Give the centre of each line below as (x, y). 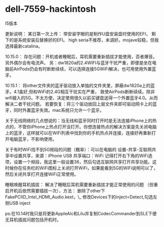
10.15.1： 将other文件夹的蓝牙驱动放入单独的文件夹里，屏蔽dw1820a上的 (78, 85)
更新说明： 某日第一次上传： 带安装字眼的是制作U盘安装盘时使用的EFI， (78, 33)
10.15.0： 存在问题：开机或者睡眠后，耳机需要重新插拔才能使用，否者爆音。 (81, 56)
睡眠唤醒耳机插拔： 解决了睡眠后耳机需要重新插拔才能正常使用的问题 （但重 (82, 184)
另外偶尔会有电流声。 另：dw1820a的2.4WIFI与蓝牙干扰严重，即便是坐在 (79, 63)
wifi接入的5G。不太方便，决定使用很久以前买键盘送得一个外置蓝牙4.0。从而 (82, 97)
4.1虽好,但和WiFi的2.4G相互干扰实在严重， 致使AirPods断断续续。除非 (84, 92)
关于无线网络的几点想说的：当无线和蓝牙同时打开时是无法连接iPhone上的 (79, 120)
